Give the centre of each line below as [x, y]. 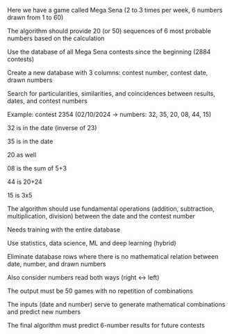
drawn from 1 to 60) [35, 17]
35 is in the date [30, 141]
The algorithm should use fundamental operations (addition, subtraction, [111, 209]
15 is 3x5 [20, 195]
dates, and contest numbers [48, 101]
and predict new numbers [44, 312]
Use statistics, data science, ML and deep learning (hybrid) [92, 243]
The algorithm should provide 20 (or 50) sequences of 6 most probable [109, 31]
